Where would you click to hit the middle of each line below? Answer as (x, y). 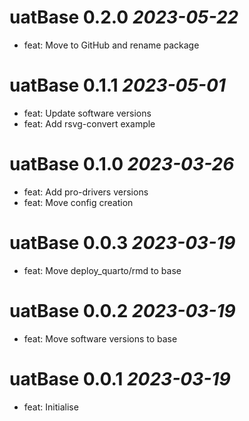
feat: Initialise (51, 407)
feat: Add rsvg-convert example (89, 123)
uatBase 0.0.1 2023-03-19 (120, 378)
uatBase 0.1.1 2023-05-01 (117, 85)
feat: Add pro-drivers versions (86, 192)
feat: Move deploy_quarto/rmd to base (102, 270)
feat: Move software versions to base (100, 338)
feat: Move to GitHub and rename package (111, 45)
